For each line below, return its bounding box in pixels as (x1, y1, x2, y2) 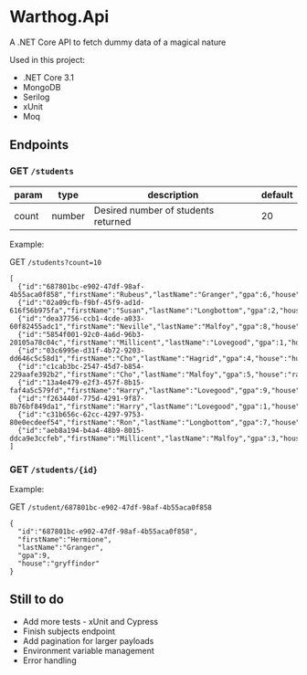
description (147, 188, 199, 201)
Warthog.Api (9, 6, 110, 27)
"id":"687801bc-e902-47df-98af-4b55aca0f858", (17, 527, 198, 536)
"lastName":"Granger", (17, 543, 104, 552)
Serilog (22, 91, 50, 102)
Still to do (9, 592, 64, 607)
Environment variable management (22, 645, 155, 656)
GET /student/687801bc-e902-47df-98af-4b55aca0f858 (9, 501, 212, 512)
